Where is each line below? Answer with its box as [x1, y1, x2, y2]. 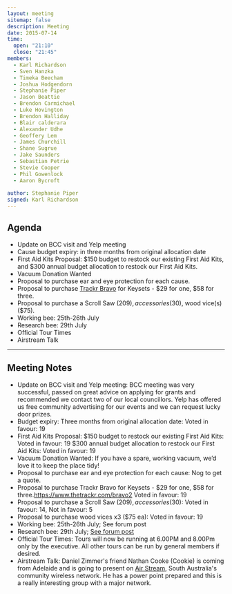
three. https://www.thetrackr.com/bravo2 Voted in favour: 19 [17, 490, 188, 499]
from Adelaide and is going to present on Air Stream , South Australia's [17, 564, 217, 572]
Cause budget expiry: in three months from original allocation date [17, 247, 206, 256]
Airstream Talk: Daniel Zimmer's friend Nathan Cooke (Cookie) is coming [17, 557, 224, 565]
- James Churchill [13, 139, 67, 146]
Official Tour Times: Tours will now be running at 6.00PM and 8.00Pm [17, 535, 215, 543]
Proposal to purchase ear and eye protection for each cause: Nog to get [17, 468, 222, 477]
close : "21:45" [13, 49, 57, 56]
